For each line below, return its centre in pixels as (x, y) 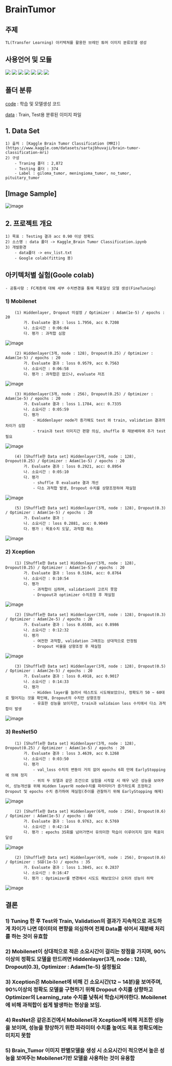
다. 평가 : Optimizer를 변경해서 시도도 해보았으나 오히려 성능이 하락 (89, 878)
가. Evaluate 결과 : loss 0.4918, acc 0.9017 (71, 676)
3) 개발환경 (16, 248)
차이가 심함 (15, 426)
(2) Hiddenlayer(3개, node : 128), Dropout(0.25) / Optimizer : (84, 354)
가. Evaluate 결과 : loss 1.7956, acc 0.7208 (71, 323)
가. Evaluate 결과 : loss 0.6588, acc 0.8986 (71, 625)
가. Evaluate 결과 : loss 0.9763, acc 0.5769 (71, 821)
